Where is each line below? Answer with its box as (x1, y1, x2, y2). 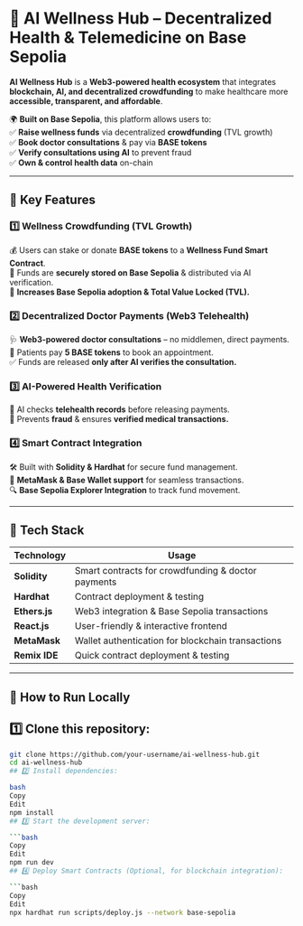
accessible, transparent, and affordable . (9, 95, 163, 107)
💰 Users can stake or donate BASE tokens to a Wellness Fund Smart (9, 244, 269, 256)
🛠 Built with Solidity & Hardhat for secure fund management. (9, 461, 238, 472)
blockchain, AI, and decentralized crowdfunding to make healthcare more (9, 86, 289, 97)
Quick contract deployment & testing (75, 650, 230, 662)
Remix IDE (14, 650, 59, 662)
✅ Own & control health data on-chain (9, 157, 153, 168)
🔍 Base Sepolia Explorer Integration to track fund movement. (9, 484, 241, 495)
